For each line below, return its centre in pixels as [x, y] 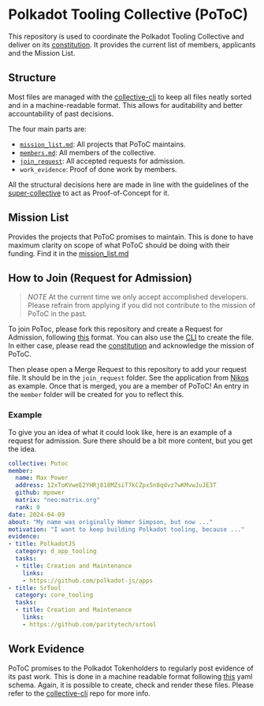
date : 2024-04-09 [37, 515]
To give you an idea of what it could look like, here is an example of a [120, 432]
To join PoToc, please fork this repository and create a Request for [115, 329]
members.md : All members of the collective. [87, 152]
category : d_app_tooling [56, 552]
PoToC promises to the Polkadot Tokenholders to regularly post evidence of [131, 668]
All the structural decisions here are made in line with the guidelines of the [128, 184]
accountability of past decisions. [61, 113]
